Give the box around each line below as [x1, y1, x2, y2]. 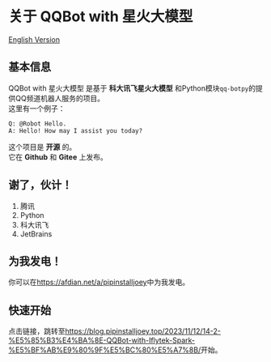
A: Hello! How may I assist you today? [8, 126, 143, 134]
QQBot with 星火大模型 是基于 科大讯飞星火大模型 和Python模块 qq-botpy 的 [8, 83, 256, 93]
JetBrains [19, 228, 53, 239]
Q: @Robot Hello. [8, 119, 67, 128]
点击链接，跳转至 [8, 326, 66, 336]
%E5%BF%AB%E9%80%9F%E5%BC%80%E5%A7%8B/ [8, 345, 201, 355]
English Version [8, 34, 61, 45]
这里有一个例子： [8, 103, 66, 113]
